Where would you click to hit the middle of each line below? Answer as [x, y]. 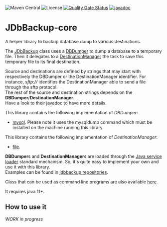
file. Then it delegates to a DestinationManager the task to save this [74, 56]
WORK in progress [24, 219]
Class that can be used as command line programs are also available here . [82, 182]
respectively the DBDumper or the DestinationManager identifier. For [76, 76]
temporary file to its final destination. [43, 62]
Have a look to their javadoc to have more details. [56, 103]
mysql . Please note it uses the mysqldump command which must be [82, 122]
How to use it [26, 207]
